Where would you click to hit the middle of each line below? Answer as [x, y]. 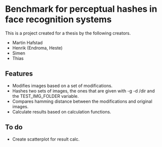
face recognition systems [58, 19]
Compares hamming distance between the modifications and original [82, 101]
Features [19, 74]
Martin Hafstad [27, 42]
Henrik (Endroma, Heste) [37, 48]
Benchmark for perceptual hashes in [81, 9]
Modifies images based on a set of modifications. [62, 86]
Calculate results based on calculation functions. [62, 112]
